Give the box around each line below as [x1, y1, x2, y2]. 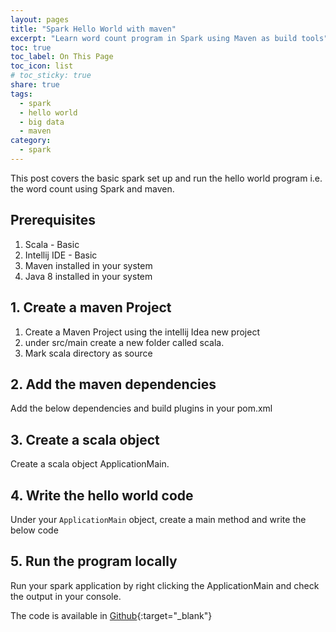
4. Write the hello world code [10, 487, 194, 504]
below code [10, 524, 59, 536]
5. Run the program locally [10, 553, 178, 570]
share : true [10, 80, 60, 90]
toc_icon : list [10, 61, 74, 71]
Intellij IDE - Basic [24, 249, 98, 261]
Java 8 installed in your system [24, 270, 153, 282]
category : [10, 136, 52, 146]
